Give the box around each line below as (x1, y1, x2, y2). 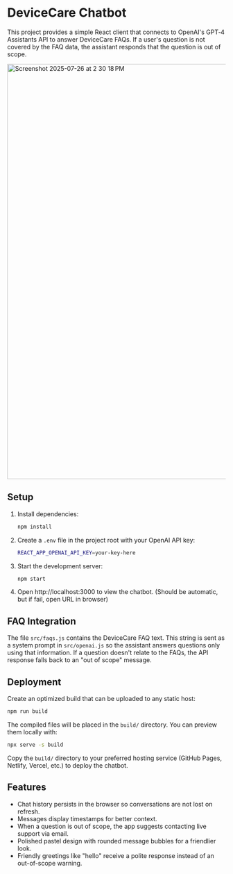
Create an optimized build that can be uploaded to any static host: (7, 695, 196, 702)
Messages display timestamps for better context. (17, 814, 157, 823)
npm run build (7, 708, 49, 715)
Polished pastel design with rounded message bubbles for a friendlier (17, 836, 216, 845)
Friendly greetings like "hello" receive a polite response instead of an (17, 851, 215, 859)
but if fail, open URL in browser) (17, 595, 109, 604)
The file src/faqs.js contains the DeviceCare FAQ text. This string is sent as (7, 634, 225, 642)
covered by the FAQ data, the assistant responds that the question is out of (7, 42, 221, 51)
